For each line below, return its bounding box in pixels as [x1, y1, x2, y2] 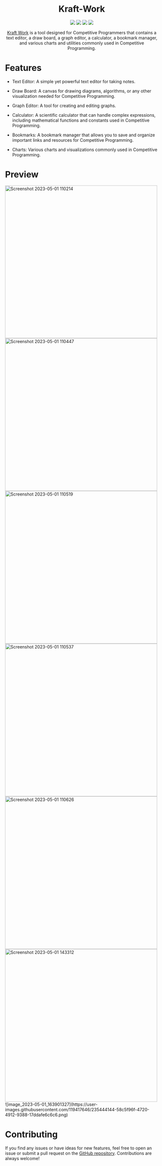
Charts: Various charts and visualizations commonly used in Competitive [12, 147, 158, 152]
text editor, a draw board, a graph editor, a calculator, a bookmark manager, [6, 35, 158, 41]
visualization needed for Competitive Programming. [12, 93, 115, 99]
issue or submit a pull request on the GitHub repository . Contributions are [5, 1150, 152, 1156]
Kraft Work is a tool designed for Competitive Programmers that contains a [7, 29, 157, 35]
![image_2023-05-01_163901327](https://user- [5, 1101, 98, 1107]
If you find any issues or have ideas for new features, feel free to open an [5, 1145, 152, 1151]
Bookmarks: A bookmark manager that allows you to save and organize [12, 132, 155, 138]
